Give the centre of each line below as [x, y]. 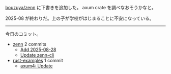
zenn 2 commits [30, 44]
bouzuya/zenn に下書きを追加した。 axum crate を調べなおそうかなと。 [81, 7]
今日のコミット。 [23, 34]
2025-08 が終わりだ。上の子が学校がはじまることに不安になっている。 [80, 18]
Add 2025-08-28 [38, 50]
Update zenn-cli [37, 55]
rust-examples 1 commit [38, 60]
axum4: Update [36, 66]
